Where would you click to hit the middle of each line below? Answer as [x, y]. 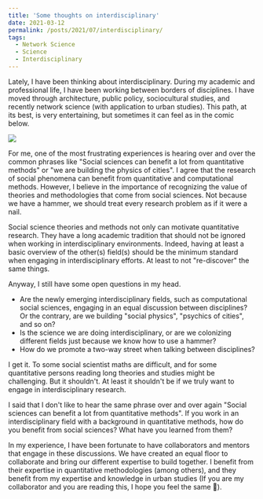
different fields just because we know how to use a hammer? [118, 341]
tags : [17, 37]
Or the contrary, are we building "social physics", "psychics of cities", [132, 316]
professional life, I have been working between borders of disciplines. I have [131, 90]
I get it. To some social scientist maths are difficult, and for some [113, 364]
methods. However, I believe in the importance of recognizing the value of [128, 186]
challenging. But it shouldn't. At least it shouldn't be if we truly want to [121, 381]
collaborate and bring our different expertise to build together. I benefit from [131, 461]
